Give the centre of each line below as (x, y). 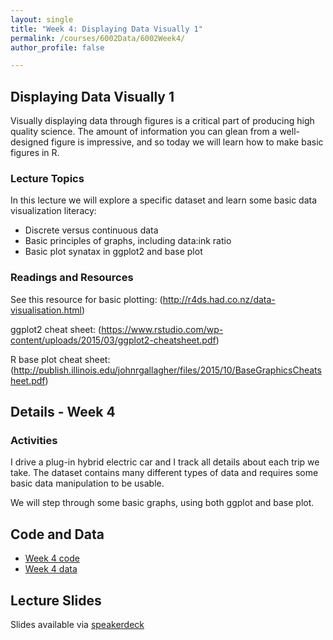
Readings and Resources (72, 278)
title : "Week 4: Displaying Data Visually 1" (106, 29)
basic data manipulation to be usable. (87, 483)
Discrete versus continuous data (91, 230)
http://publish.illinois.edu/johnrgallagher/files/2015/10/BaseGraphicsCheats (167, 370)
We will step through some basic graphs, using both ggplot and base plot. (162, 503)
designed (30, 142)
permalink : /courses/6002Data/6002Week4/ (98, 38)
